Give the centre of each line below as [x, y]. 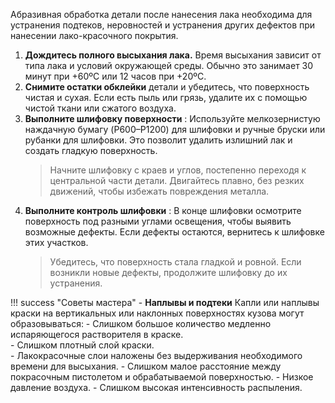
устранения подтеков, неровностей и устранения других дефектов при [163, 25]
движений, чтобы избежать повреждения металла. [159, 191]
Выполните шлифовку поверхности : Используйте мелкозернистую [172, 118]
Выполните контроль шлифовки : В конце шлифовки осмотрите [163, 210]
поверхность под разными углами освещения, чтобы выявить [158, 221]
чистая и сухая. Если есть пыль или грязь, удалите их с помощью [166, 97]
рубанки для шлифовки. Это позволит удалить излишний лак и [158, 140]
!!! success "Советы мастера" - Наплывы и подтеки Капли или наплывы [165, 302]
